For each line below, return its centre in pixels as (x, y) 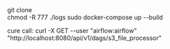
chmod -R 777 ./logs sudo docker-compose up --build (85, 17)
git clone (20, 10)
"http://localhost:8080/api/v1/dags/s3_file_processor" (84, 38)
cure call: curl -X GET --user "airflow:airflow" (72, 31)
